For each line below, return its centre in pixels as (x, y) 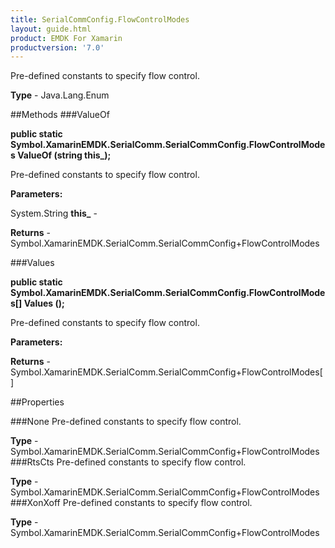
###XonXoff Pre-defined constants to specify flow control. (131, 503)
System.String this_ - (54, 213)
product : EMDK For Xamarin (66, 38)
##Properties (37, 402)
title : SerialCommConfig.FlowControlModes (100, 19)
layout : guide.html (51, 29)
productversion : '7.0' (57, 47)
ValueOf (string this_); (64, 155)
